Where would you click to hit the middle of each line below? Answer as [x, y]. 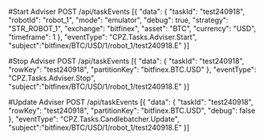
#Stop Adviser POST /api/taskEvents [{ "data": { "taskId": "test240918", [126, 61]
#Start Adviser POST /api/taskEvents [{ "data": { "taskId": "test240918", [127, 12]
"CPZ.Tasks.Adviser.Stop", [52, 78]
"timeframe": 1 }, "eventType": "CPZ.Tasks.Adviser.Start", [103, 37]
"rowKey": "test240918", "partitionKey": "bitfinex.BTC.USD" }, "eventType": [132, 70]
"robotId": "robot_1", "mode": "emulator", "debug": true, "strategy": [118, 20]
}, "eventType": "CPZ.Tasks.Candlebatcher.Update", [94, 119]
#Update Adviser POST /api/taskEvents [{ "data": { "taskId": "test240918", [131, 102]
